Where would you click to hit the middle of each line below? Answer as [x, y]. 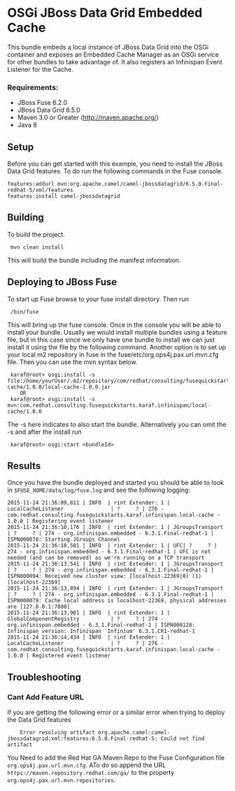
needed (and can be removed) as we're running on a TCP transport [106, 558]
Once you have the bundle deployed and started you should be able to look [115, 483]
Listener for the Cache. [40, 69]
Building [26, 218]
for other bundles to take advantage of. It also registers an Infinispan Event [115, 61]
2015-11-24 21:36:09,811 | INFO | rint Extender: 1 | [89, 503]
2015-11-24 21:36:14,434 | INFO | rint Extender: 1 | [89, 637]
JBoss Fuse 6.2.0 [42, 103]
